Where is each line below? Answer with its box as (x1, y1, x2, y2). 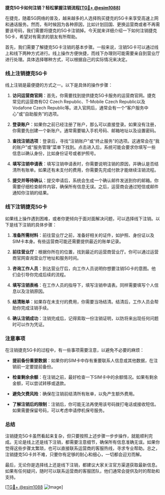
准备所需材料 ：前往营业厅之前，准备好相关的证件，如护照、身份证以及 (12, 232, 155, 238)
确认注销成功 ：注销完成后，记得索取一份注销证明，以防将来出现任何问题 (12, 315, 159, 321)
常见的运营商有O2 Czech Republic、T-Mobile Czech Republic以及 (12, 99, 146, 105)
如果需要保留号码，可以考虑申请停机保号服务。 (12, 407, 107, 413)
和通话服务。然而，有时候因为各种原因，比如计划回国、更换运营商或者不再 (5, 22, 156, 27)
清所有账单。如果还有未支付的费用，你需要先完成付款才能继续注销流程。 (12, 167, 159, 173)
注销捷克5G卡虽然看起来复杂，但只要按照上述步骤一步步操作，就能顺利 (5, 433, 149, 439)
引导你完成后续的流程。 (21, 271, 69, 277)
